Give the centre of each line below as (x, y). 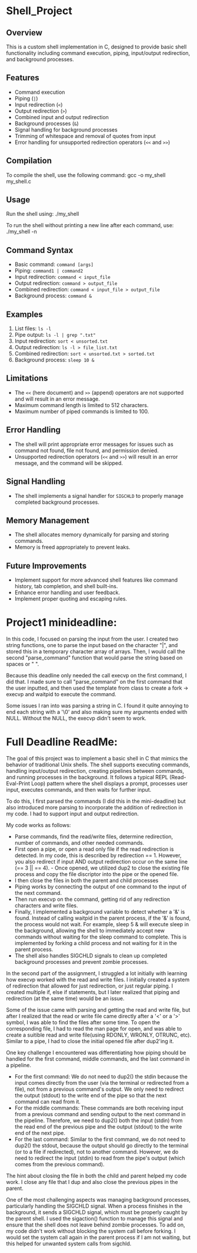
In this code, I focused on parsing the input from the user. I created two (92, 639)
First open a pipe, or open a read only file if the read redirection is (94, 849)
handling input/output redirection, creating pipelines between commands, (95, 771)
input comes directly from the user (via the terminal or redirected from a (102, 1083)
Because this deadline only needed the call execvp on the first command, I (96, 675)
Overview (24, 33)
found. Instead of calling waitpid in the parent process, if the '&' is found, (103, 918)
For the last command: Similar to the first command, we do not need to (100, 1139)
